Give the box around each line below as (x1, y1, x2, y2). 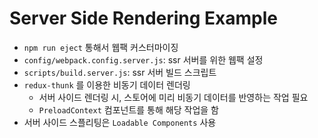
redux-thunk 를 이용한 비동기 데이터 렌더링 (23, 78, 191, 91)
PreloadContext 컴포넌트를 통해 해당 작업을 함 (38, 103, 219, 116)
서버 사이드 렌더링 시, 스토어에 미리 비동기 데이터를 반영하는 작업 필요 (38, 91, 309, 103)
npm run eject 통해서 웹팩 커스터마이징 (23, 41, 179, 53)
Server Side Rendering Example (9, 7, 279, 30)
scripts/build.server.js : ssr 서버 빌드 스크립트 (23, 66, 217, 78)
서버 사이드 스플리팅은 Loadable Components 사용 (23, 116, 217, 128)
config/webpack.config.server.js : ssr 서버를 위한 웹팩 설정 (23, 53, 264, 66)
